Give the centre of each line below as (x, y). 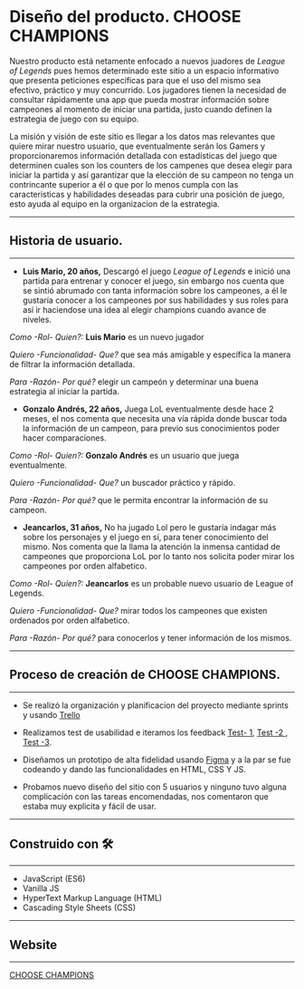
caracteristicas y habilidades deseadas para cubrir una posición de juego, (147, 194)
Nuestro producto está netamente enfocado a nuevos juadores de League (147, 61)
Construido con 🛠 (62, 844)
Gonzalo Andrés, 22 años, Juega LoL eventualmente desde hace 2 (148, 409)
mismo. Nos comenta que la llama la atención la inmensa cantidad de (151, 547)
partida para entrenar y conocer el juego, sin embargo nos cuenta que (153, 281)
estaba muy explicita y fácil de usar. (89, 806)
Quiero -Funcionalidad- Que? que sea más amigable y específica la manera (150, 354)
